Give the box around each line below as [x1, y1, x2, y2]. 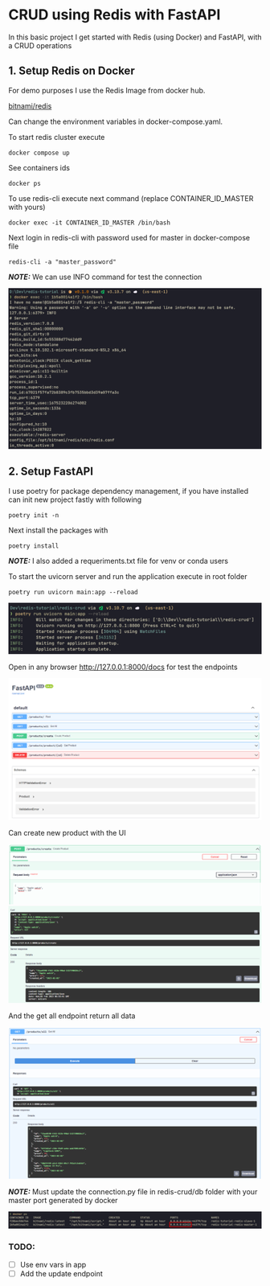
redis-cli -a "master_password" [8, 257, 117, 266]
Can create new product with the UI [8, 828, 126, 838]
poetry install [8, 541, 59, 550]
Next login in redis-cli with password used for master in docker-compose [8, 232, 251, 242]
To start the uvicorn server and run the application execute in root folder [8, 571, 247, 581]
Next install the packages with [8, 525, 108, 535]
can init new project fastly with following [8, 495, 142, 504]
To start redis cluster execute [8, 132, 105, 142]
